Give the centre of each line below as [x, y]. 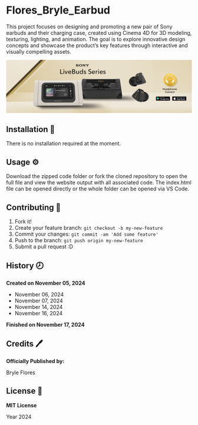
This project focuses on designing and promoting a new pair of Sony [89, 27]
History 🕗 [25, 266]
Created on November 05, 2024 [46, 283]
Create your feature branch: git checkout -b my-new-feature [89, 228]
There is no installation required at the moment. [64, 144]
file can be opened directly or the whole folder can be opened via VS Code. [98, 189]
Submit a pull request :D [44, 247]
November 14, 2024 [39, 307]
